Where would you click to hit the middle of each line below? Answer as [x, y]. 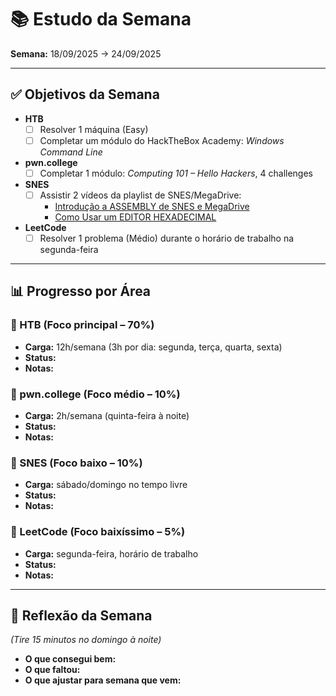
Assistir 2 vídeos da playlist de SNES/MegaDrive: [140, 195]
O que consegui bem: [70, 659]
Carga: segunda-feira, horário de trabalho [111, 553]
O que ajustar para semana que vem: [103, 680]
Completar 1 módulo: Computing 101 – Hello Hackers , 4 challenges [176, 173]
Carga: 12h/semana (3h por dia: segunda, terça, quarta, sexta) [153, 347]
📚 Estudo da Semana [101, 19]
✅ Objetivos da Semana [85, 94]
